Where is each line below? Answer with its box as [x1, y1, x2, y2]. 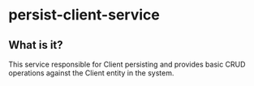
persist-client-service [8, 6, 160, 24]
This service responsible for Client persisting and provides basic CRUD [8, 59, 246, 69]
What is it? [8, 38, 63, 52]
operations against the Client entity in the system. [8, 68, 174, 78]
